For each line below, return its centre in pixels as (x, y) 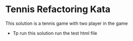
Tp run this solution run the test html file (55, 33)
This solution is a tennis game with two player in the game (67, 23)
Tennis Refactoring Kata (58, 9)
